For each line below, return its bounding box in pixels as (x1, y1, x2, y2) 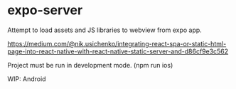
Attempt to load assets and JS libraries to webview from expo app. (7, 26, 203, 34)
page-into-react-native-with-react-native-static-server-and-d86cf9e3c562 (7, 47, 229, 56)
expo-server (7, 2, 83, 19)
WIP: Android (7, 74, 46, 83)
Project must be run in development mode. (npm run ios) (7, 61, 173, 69)
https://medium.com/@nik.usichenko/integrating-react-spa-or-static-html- (7, 39, 227, 48)
